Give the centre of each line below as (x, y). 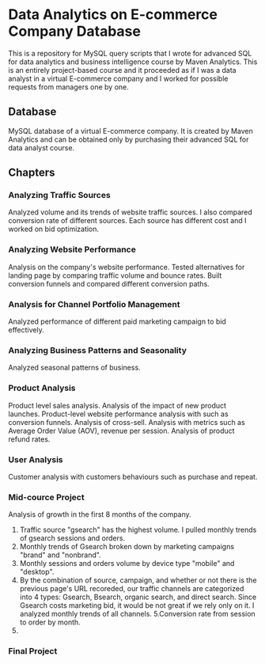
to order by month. (50, 622)
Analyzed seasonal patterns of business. (74, 368)
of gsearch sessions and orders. (72, 538)
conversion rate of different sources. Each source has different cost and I (127, 221)
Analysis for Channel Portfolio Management (94, 304)
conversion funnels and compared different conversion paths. (109, 283)
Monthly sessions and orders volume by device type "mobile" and (127, 563)
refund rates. (29, 439)
